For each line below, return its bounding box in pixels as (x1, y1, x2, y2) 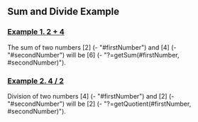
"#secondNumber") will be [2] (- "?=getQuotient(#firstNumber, (7, 99, 192, 108)
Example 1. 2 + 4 (7, 27, 65, 37)
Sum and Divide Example (7, 6, 119, 18)
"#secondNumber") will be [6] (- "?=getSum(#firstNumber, (7, 50, 180, 59)
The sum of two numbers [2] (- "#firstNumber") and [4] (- (7, 43, 177, 52)
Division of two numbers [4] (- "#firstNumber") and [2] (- (7, 91, 175, 100)
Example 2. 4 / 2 (7, 76, 64, 86)
